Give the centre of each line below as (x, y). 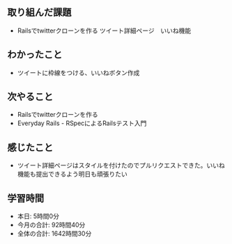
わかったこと (35, 55)
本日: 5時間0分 (38, 216)
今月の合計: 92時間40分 (51, 225)
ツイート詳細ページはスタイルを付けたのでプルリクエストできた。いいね (121, 165)
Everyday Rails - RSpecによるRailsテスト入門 (82, 123)
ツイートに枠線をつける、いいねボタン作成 (78, 72)
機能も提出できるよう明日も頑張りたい (72, 174)
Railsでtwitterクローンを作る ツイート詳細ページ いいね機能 (104, 31)
